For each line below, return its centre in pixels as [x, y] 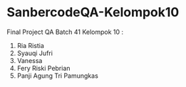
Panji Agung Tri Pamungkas [58, 76]
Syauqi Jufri [35, 53]
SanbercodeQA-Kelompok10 [93, 12]
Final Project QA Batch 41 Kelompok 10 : [65, 32]
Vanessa [30, 60]
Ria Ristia [30, 45]
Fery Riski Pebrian [43, 68]
